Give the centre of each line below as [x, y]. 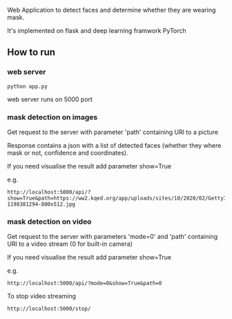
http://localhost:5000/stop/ [49, 309]
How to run [31, 52]
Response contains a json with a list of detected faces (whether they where [114, 145]
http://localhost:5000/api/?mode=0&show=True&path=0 [85, 283]
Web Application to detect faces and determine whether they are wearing [112, 10]
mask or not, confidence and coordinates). [68, 153]
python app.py [28, 86]
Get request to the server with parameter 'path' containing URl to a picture [113, 132]
